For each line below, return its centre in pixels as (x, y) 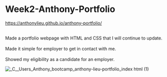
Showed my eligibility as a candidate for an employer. (60, 59)
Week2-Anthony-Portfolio (60, 9)
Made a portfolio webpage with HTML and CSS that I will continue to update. (84, 38)
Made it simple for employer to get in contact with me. (61, 48)
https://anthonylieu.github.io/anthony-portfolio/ (54, 23)
